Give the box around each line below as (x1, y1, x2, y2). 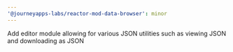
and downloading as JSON (7, 36, 85, 45)
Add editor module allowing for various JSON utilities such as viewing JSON (7, 29, 226, 37)
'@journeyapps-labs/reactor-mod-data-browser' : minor (7, 10, 168, 17)
